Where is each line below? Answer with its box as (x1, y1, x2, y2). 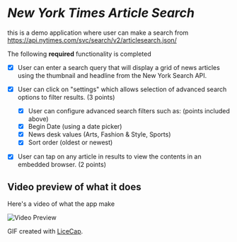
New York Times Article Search (7, 5, 195, 21)
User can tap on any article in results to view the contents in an (17, 152, 202, 161)
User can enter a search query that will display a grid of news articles (17, 63, 221, 71)
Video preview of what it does (7, 180, 141, 192)
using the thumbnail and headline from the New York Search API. (17, 71, 207, 79)
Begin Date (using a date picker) (28, 122, 122, 131)
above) (28, 115, 49, 123)
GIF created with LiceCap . (7, 227, 83, 236)
